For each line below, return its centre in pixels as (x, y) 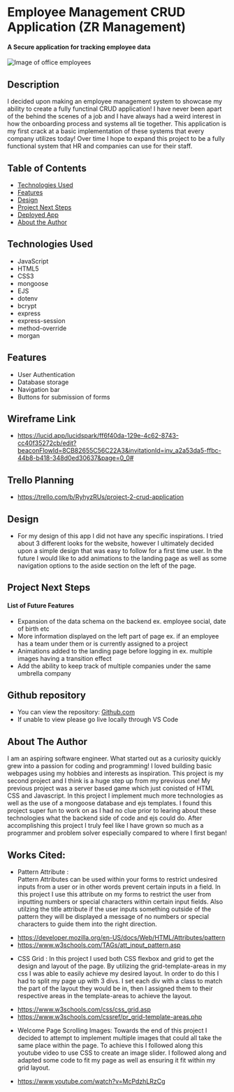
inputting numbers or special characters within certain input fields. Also (120, 902)
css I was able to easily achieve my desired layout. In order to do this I (118, 974)
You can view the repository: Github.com (76, 712)
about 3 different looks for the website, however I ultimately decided (116, 543)
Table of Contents (47, 168)
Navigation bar (39, 389)
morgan (29, 335)
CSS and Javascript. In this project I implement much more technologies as (115, 796)
